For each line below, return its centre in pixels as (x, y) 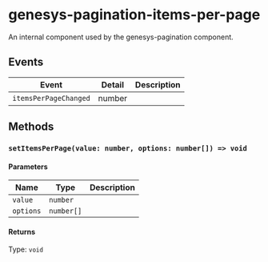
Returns (22, 232)
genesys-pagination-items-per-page (134, 15)
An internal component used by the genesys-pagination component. (121, 37)
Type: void (26, 249)
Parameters (28, 167)
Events (26, 62)
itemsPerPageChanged (51, 98)
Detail (113, 84)
